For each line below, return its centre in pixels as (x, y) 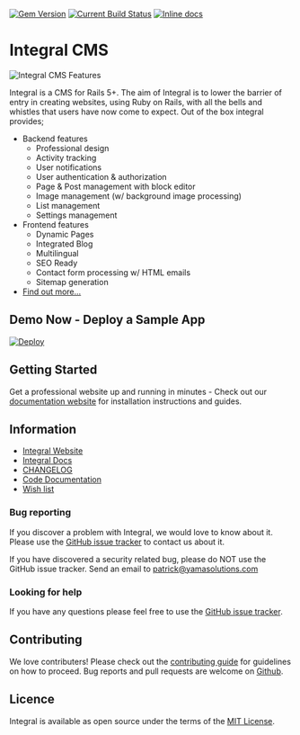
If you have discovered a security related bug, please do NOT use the (138, 559)
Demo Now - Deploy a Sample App (107, 320)
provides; (27, 121)
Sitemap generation (72, 282)
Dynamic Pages (65, 234)
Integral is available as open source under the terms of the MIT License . (142, 721)
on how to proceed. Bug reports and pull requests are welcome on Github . (146, 671)
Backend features (55, 139)
